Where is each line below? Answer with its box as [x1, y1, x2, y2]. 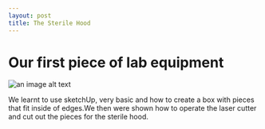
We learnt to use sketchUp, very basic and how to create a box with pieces [8, 95, 255, 104]
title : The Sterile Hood [8, 19, 91, 27]
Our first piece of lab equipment [8, 53, 224, 72]
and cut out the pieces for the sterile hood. [8, 112, 149, 122]
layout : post [8, 11, 52, 20]
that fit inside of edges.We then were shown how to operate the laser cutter [8, 104, 257, 113]
